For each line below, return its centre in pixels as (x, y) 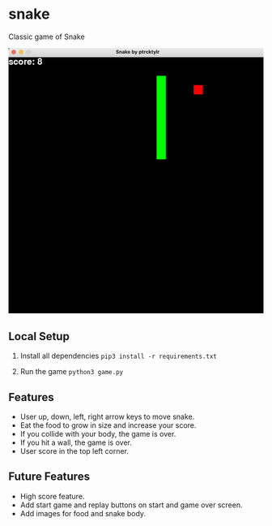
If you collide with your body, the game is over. (98, 433)
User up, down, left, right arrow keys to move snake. (107, 416)
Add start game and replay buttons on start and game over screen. (131, 505)
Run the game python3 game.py (72, 372)
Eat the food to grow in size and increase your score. (108, 425)
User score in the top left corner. (74, 451)
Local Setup (39, 336)
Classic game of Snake (47, 37)
